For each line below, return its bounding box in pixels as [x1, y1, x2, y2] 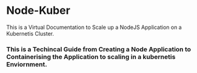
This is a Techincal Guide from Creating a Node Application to [6, 45, 192, 53]
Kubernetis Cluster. [6, 30, 55, 37]
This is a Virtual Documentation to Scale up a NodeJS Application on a [6, 24, 182, 31]
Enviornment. [6, 60, 47, 68]
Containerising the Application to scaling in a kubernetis [6, 52, 176, 61]
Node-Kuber [6, 4, 71, 17]
